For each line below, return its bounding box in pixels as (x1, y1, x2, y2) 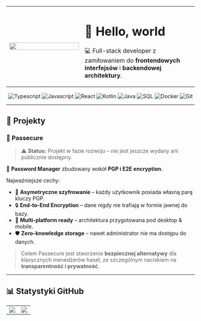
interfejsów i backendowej (84, 64, 162, 72)
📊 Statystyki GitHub (6, 286, 84, 296)
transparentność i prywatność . (20, 262, 100, 269)
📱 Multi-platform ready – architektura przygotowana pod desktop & (14, 216, 182, 223)
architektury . (84, 71, 123, 80)
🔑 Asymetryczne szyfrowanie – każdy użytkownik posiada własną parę (14, 188, 193, 195)
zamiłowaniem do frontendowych (84, 56, 181, 65)
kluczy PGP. (14, 195, 45, 202)
